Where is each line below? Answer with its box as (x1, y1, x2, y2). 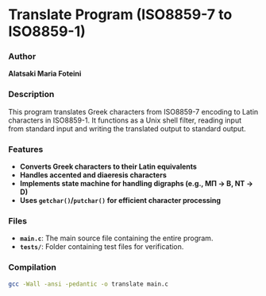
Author (8, 51, 37, 62)
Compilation (8, 262, 57, 273)
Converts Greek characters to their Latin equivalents (19, 162, 197, 172)
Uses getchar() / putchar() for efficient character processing (19, 196, 221, 205)
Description (8, 89, 55, 100)
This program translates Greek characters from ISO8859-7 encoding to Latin (8, 107, 259, 116)
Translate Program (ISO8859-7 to (8, 6, 233, 24)
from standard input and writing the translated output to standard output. (8, 123, 246, 133)
